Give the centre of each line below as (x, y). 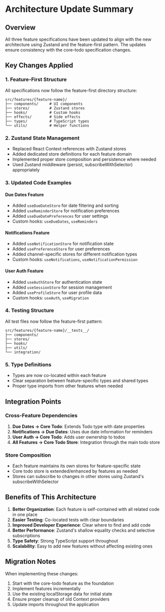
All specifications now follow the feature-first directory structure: (71, 90)
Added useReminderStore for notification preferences (66, 211)
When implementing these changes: (42, 573)
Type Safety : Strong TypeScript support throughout (65, 541)
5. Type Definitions (28, 365)
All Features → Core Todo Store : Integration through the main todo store (86, 442)
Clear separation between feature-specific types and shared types (80, 381)
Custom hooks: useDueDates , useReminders (55, 221)
